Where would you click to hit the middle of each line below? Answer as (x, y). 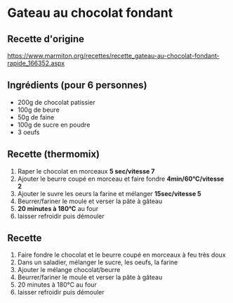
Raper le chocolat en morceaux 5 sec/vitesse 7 (86, 171)
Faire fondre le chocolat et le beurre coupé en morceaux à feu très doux (121, 255)
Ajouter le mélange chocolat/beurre (69, 270)
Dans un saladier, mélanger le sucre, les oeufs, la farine (98, 262)
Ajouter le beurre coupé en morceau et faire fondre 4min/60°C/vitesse (121, 179)
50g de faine (36, 117)
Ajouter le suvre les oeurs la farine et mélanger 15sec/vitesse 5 (109, 193)
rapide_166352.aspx (36, 63)
